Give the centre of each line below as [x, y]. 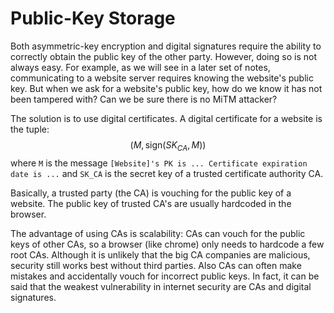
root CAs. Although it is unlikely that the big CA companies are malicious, [160, 254]
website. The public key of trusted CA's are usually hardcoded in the [151, 203]
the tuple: [30, 129]
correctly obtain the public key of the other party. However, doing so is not [163, 56]
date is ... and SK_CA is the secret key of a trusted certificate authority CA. [167, 173]
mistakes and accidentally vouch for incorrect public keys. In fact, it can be [165, 276]
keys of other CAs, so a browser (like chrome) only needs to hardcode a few [167, 244]
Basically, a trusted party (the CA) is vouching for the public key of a [151, 193]
